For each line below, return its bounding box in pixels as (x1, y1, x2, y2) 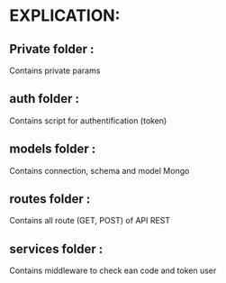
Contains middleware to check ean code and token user (9, 265, 217, 276)
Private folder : (9, 41, 95, 57)
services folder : (9, 241, 104, 257)
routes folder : (9, 191, 91, 207)
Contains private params (9, 65, 101, 76)
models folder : (9, 141, 96, 157)
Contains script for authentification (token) (9, 114, 167, 126)
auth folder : (9, 91, 79, 106)
